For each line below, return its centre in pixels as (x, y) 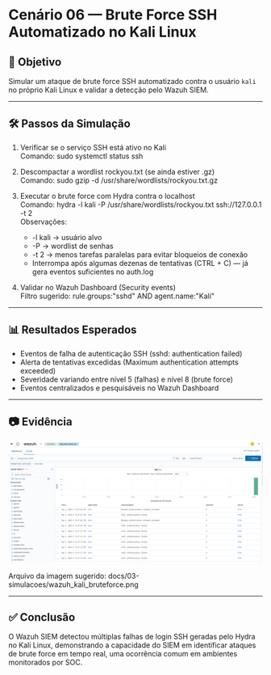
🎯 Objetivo (35, 62)
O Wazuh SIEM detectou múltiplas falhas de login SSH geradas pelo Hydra (132, 637)
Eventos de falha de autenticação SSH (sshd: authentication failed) (131, 353)
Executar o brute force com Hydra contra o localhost (107, 196)
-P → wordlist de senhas (73, 246)
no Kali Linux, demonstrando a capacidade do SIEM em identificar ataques (132, 645)
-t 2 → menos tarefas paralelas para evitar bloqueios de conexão (140, 254)
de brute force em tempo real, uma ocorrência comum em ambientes (123, 654)
